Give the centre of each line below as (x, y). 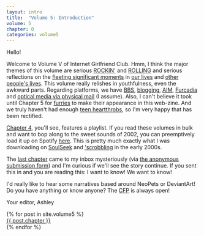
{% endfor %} (24, 227)
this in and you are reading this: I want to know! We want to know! (89, 172)
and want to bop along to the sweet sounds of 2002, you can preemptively (100, 135)
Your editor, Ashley (30, 202)
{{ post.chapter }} (28, 221)
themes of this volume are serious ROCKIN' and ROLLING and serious (94, 70)
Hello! (14, 52)
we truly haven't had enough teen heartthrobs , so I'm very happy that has (99, 109)
